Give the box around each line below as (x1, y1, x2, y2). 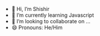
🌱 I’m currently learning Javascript (11, 12, 94, 19)
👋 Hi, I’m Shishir (11, 6, 49, 12)
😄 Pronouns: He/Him (11, 24, 63, 31)
